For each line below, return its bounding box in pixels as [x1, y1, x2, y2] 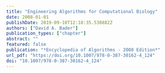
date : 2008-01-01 [6, 14, 49, 20]
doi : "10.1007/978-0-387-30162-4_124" [6, 58, 102, 64]
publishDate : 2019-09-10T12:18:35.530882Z [6, 19, 113, 25]
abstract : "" [6, 36, 39, 42]
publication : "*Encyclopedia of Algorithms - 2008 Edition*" [6, 47, 161, 53]
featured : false [6, 42, 46, 48]
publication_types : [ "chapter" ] [6, 31, 86, 36]
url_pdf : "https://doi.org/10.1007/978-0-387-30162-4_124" [6, 52, 156, 58]
